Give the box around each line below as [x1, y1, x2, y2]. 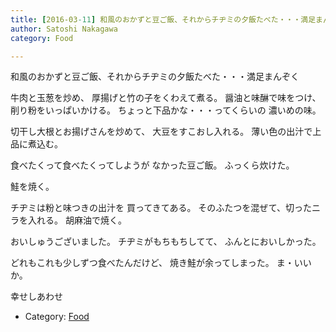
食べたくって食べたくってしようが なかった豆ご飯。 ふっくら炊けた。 [10, 159, 295, 171]
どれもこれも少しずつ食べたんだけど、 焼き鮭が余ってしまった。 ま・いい [10, 257, 312, 269]
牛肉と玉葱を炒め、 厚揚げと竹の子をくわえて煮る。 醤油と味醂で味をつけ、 [10, 92, 322, 104]
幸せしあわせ [10, 291, 63, 303]
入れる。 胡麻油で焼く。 [27, 214, 127, 226]
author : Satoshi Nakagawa [10, 24, 118, 34]
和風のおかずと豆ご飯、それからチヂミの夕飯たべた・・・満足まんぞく [10, 71, 300, 83]
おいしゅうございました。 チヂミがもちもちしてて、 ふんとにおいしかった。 [10, 236, 322, 248]
